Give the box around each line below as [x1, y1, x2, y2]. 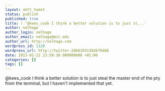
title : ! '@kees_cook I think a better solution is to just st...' [5, 21, 147, 26]
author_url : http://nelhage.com [5, 39, 71, 44]
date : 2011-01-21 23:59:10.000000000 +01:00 [5, 52, 98, 58]
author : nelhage [5, 25, 38, 30]
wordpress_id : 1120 [5, 44, 45, 48]
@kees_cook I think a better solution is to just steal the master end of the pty [5, 75, 161, 81]
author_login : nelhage [5, 30, 52, 35]
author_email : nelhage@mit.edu [5, 35, 69, 40]
